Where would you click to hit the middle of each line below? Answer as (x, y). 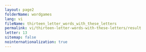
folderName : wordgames (28, 14)
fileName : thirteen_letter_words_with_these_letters (61, 24)
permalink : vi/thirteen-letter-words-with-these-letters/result (73, 28)
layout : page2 (19, 10)
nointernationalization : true (36, 42)
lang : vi (14, 19)
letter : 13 (16, 33)
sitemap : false (20, 38)
